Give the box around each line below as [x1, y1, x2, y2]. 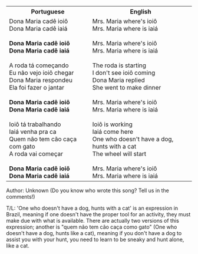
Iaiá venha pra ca [9, 128, 57, 136]
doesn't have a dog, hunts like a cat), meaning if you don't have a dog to [6, 230, 182, 236]
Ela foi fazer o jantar [9, 84, 65, 91]
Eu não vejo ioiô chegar [9, 69, 74, 77]
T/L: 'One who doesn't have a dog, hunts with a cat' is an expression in [6, 204, 179, 212]
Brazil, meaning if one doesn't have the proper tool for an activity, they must [6, 211, 191, 217]
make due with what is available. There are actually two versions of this [6, 217, 180, 224]
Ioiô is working [92, 120, 133, 128]
